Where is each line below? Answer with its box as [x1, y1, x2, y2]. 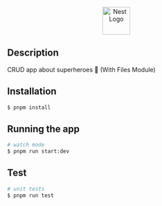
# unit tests [7, 185, 45, 192]
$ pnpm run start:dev [7, 148, 70, 155]
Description [7, 47, 59, 59]
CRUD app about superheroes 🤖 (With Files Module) [7, 65, 156, 74]
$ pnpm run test [7, 191, 54, 199]
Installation [7, 85, 57, 97]
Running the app [7, 123, 80, 135]
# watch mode [7, 141, 45, 148]
